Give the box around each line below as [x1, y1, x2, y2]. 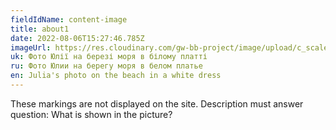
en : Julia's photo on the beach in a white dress [10, 71, 222, 81]
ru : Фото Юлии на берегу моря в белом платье [10, 61, 203, 71]
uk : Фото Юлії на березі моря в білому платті [10, 52, 208, 62]
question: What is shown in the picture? [10, 108, 173, 120]
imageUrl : [10, 42, 52, 53]
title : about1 [10, 24, 70, 34]
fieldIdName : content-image [10, 14, 128, 25]
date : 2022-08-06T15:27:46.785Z [10, 33, 145, 43]
